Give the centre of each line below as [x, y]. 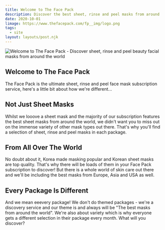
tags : [11, 28]
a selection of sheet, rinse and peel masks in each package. [66, 132]
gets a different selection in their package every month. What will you [76, 218]
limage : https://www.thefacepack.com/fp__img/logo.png [63, 23]
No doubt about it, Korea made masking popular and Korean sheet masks [80, 159]
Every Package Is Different [47, 190]
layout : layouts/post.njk [32, 37]
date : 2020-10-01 [23, 19]
